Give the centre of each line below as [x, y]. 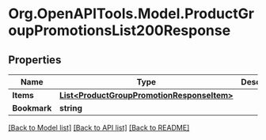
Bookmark [32, 108]
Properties [35, 60]
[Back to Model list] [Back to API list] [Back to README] [99, 128]
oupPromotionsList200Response [120, 30]
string [71, 108]
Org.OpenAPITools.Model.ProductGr [131, 14]
